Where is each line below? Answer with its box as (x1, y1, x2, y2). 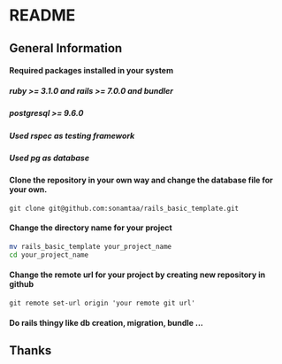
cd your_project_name (9, 250, 89, 259)
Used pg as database (9, 152, 90, 163)
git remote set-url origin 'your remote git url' (9, 298, 196, 308)
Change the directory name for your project (9, 222, 172, 233)
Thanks (9, 343, 52, 359)
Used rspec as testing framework (9, 130, 135, 141)
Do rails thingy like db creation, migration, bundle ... (9, 317, 203, 328)
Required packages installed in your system (9, 66, 174, 76)
